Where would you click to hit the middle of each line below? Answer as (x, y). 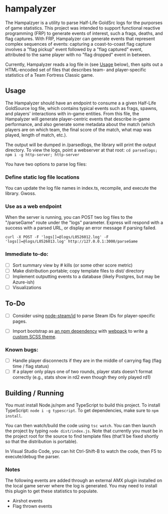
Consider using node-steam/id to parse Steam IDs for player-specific (84, 315)
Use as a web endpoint (33, 206)
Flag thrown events (32, 506)
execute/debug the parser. (33, 457)
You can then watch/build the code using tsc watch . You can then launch (81, 426)
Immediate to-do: (27, 254)
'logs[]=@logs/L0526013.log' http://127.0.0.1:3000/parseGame (71, 241)
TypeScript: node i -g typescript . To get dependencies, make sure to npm (82, 411)
